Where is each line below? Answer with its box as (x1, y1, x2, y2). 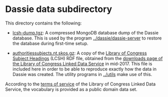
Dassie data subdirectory (5, 3, 112, 15)
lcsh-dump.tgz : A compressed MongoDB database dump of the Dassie (12, 29, 159, 35)
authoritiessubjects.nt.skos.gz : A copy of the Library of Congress (12, 50, 147, 56)
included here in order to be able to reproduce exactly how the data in (12, 66, 156, 72)
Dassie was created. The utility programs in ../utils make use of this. (12, 71, 152, 77)
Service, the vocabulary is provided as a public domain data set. (5, 86, 137, 92)
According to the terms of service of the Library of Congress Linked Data (5, 81, 156, 87)
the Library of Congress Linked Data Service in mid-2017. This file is (12, 60, 152, 66)
